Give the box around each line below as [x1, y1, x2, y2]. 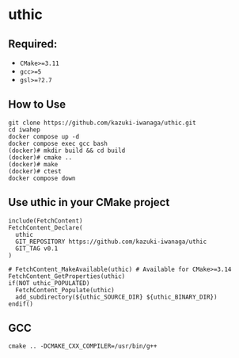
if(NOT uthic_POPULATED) [8, 279, 90, 287]
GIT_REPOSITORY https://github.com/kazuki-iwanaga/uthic [15, 238, 207, 246]
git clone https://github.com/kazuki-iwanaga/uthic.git [8, 119, 196, 127]
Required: [8, 37, 58, 51]
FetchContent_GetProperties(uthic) [8, 272, 126, 280]
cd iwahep [8, 125, 41, 134]
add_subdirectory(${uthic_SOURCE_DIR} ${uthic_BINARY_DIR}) [15, 293, 218, 301]
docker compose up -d [8, 132, 80, 140]
